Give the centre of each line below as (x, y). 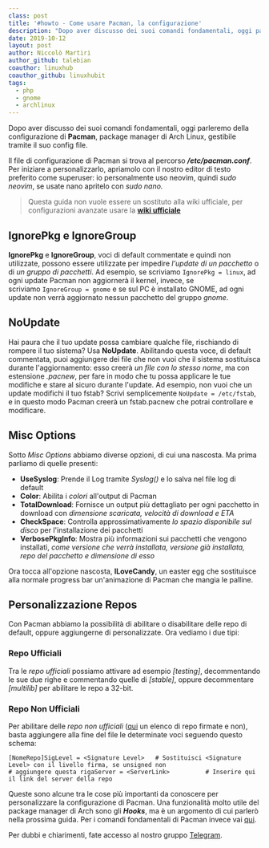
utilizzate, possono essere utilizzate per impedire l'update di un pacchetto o (134, 263)
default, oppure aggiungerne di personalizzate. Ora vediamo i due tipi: (124, 633)
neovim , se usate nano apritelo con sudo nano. (86, 186)
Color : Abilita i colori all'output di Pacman (88, 496)
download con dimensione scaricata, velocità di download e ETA (127, 513)
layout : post (30, 46)
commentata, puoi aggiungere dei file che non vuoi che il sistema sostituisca (134, 359)
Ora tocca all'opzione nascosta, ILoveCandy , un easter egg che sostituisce (132, 571)
